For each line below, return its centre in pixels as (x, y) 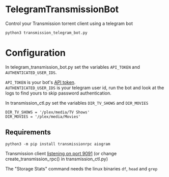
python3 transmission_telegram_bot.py (46, 33)
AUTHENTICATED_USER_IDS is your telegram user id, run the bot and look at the (85, 87)
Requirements (28, 132)
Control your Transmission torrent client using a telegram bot (69, 23)
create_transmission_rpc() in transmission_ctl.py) (57, 159)
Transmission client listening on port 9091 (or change (61, 153)
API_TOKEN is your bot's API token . (40, 82)
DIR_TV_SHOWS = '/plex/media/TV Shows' (48, 112)
